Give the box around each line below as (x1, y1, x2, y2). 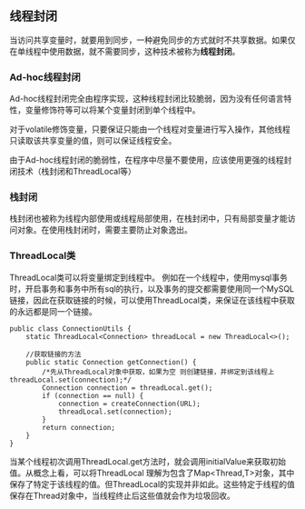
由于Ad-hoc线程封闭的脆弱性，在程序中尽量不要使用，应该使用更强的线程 (9, 155, 284, 165)
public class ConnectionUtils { (9, 324, 132, 334)
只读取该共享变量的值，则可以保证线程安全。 (9, 135, 177, 146)
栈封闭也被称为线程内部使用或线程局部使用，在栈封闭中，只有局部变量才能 (9, 213, 288, 225)
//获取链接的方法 (25, 349, 82, 359)
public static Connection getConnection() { (25, 357, 197, 366)
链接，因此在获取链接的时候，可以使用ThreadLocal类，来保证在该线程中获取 (9, 294, 295, 305)
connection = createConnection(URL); (57, 399, 202, 408)
